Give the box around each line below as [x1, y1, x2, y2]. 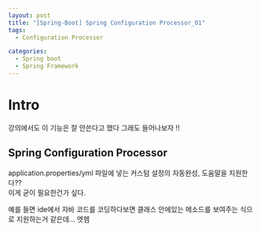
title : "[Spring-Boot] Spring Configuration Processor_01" [8, 19, 206, 27]
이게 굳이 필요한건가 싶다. [8, 188, 86, 197]
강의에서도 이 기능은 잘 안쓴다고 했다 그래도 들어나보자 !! [8, 123, 180, 132]
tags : [8, 26, 26, 34]
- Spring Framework [15, 62, 79, 71]
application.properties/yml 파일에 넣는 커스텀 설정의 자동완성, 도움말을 [8, 168, 228, 178]
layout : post [8, 11, 51, 20]
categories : [8, 48, 47, 56]
